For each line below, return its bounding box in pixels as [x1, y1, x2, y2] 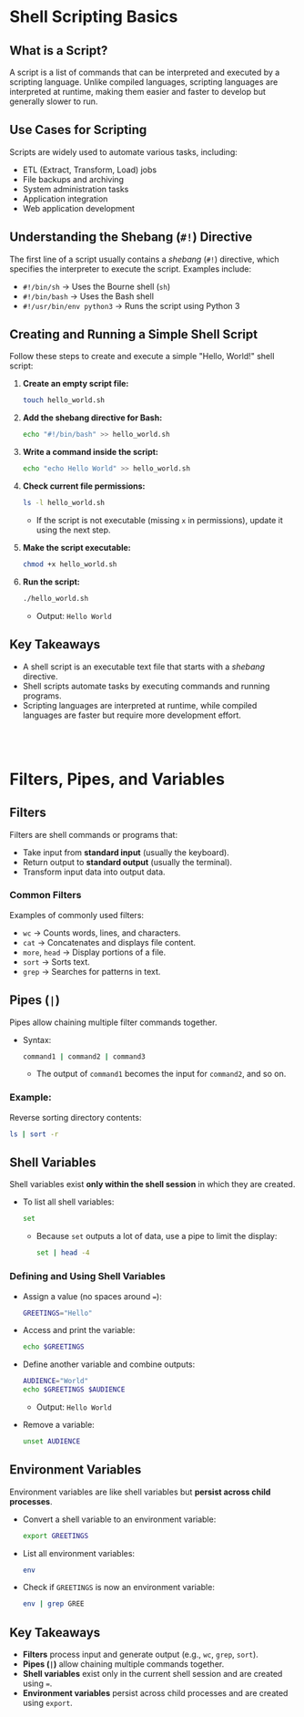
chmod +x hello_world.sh [22, 559, 117, 569]
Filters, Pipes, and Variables [9, 769, 226, 790]
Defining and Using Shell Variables [9, 1270, 166, 1283]
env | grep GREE [22, 1599, 85, 1608]
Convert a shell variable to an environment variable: [22, 1514, 217, 1525]
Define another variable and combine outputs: [22, 1359, 196, 1370]
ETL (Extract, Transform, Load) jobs [22, 164, 157, 175]
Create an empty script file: [22, 378, 129, 389]
